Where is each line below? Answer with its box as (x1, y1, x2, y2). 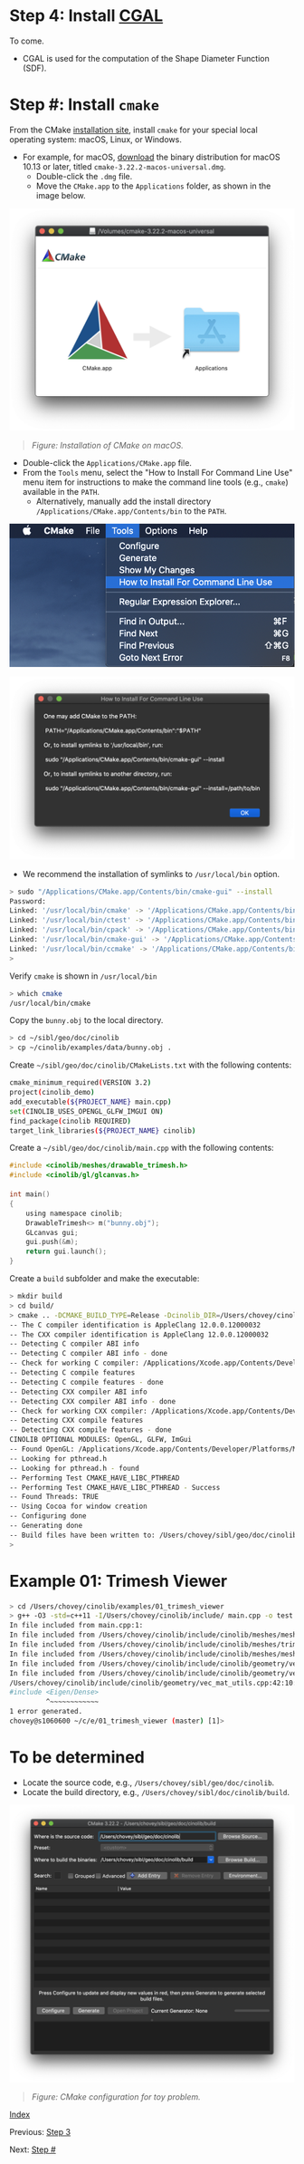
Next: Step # (9, 2144, 56, 2155)
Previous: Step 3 (9, 2126, 71, 2137)
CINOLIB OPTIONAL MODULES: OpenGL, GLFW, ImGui (9, 1435, 193, 1444)
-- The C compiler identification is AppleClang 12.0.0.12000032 (9, 1320, 261, 1329)
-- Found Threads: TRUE (9, 1493, 100, 1502)
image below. (35, 189, 86, 200)
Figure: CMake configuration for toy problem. (31, 2091, 201, 2102)
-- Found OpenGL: (9, 1444, 75, 1454)
